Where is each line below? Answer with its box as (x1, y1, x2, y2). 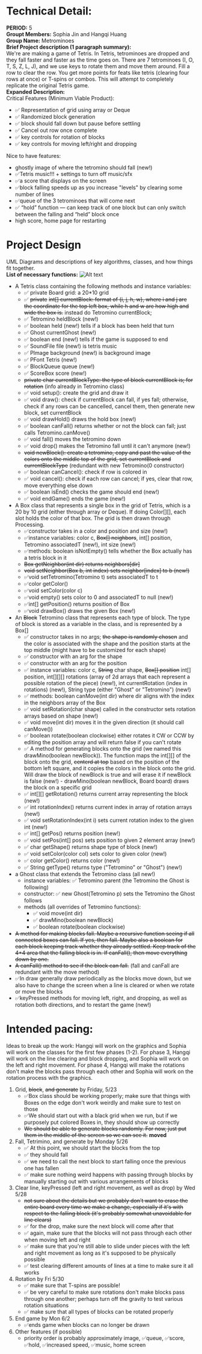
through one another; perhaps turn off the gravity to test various (23, 1295, 183, 1302)
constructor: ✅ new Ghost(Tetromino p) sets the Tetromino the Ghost (23, 890, 195, 897)
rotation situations (23, 1302, 69, 1309)
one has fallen (23, 1164, 59, 1171)
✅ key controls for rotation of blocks (14, 133, 105, 140)
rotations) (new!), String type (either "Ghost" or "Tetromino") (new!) (23, 686, 191, 693)
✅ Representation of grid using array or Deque (14, 106, 130, 113)
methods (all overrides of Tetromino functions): (23, 903, 141, 911)
